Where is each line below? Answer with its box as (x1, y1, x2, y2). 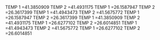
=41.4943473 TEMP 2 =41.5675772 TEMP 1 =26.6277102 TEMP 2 (5, 25, 140, 31)
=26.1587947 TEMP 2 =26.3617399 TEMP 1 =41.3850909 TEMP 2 (5, 15, 140, 20)
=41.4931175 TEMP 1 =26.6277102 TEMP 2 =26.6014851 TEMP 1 (5, 20, 137, 26)
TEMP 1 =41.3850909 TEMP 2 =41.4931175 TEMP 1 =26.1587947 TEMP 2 (5, 4, 155, 10)
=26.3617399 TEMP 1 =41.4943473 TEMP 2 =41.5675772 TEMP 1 (5, 9, 139, 15)
